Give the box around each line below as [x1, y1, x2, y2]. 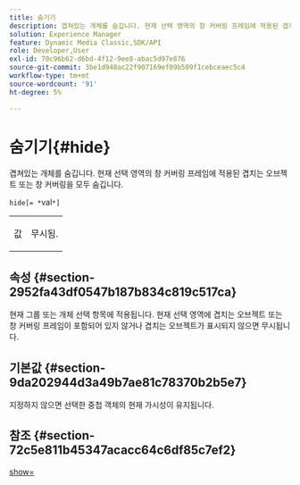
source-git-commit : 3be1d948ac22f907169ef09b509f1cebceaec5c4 [9, 63, 246, 72]
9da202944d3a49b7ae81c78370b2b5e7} [9, 374, 247, 389]
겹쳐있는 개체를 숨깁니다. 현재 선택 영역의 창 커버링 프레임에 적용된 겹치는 [9, 168, 264, 179]
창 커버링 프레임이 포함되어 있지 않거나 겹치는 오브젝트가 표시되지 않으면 [9, 321, 260, 331]
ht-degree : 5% [9, 88, 62, 96]
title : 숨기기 [9, 13, 56, 22]
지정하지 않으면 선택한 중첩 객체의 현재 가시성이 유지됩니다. [9, 399, 214, 411]
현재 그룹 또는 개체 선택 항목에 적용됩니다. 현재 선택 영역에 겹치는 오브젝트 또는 [9, 309, 283, 320]
